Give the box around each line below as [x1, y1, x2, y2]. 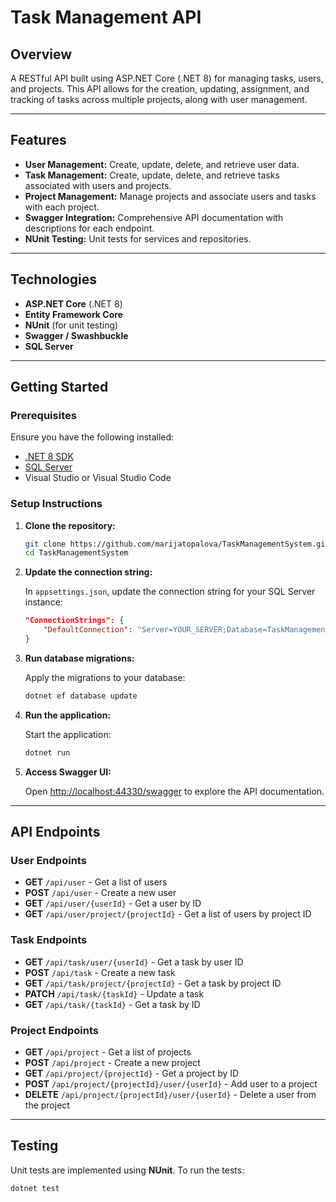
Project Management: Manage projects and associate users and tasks [24, 190, 317, 202]
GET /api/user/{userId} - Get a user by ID [24, 897, 202, 910]
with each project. [24, 201, 100, 213]
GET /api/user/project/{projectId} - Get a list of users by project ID [24, 908, 312, 920]
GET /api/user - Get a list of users [24, 876, 168, 888]
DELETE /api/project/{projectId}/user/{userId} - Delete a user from [24, 1089, 317, 1101]
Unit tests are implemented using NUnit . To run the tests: [10, 1164, 245, 1176]
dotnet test [10, 1183, 60, 1193]
